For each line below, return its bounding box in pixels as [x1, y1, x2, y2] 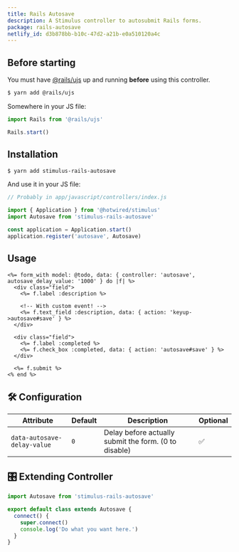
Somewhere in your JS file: [7, 102, 87, 110]
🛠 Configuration [7, 391, 83, 403]
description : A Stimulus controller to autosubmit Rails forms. [7, 17, 202, 24]
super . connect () [20, 519, 69, 526]
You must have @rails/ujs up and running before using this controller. [7, 75, 211, 84]
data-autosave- [11, 434, 63, 442]
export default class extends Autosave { [7, 506, 132, 513]
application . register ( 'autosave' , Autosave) [7, 233, 142, 240]
